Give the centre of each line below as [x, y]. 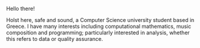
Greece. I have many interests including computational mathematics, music [99, 26]
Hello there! [20, 9]
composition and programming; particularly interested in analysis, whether [98, 33]
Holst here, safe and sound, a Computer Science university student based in [100, 20]
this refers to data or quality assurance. [55, 39]
